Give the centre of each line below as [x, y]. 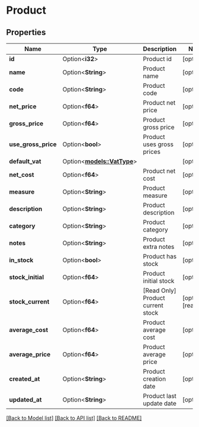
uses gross [158, 144]
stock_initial [27, 277]
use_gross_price [33, 144]
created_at [25, 379]
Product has [160, 256]
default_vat [25, 161]
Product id [157, 59]
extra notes [159, 247]
